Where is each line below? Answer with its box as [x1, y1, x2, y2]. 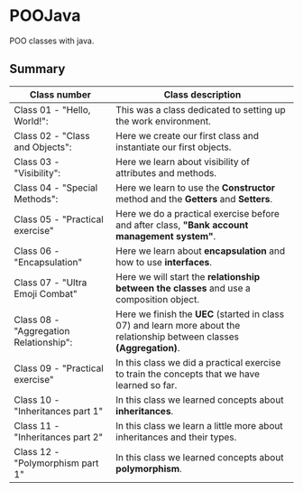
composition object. [115, 292, 200, 305]
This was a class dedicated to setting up [115, 103, 286, 116]
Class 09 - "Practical [14, 362, 104, 375]
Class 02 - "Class [14, 129, 90, 142]
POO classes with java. [9, 35, 95, 46]
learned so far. [115, 378, 178, 391]
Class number [30, 88, 92, 100]
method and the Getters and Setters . [115, 192, 273, 205]
